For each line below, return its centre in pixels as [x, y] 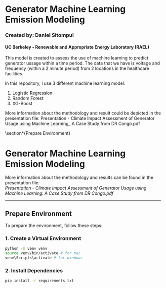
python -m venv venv [26, 249]
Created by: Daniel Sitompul [40, 35]
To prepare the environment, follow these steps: [54, 226]
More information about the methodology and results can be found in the [79, 177]
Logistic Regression [32, 93]
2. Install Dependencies [34, 270]
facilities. [14, 74]
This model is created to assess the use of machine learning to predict [77, 58]
